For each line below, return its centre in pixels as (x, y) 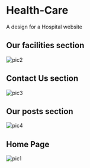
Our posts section (40, 111)
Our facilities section (45, 45)
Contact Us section (42, 79)
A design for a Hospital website (44, 27)
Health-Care (37, 10)
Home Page (28, 144)
